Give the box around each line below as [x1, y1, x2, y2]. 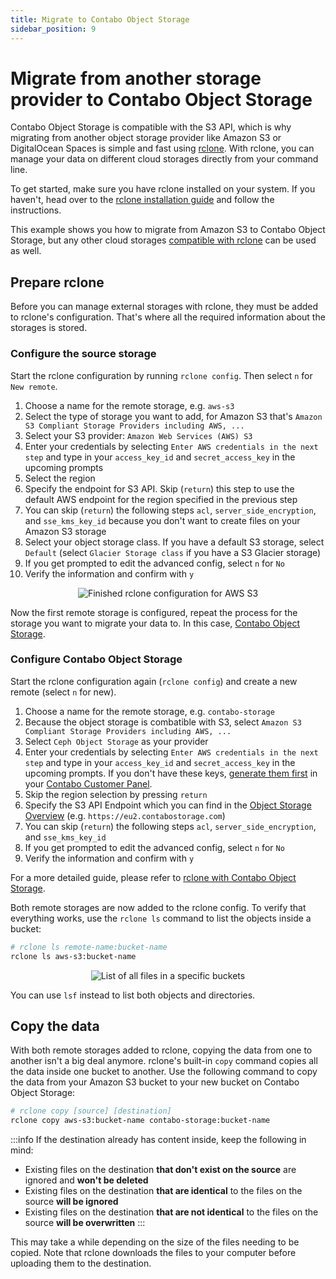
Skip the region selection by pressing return [24, 788, 208, 800]
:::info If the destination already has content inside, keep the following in [10, 1134, 307, 1146]
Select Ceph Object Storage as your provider [24, 735, 209, 747]
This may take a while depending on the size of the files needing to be [10, 1236, 300, 1248]
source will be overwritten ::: [24, 1217, 146, 1229]
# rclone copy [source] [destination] [10, 1106, 172, 1116]
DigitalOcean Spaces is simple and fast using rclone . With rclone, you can [10, 142, 315, 155]
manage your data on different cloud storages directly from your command [10, 153, 319, 165]
